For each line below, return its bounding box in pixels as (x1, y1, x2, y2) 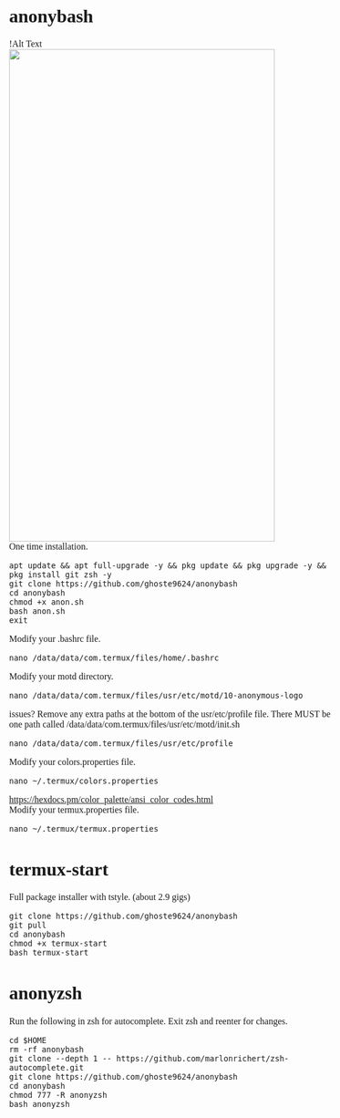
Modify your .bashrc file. (9, 634, 101, 645)
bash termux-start (9, 947, 89, 958)
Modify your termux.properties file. (9, 804, 139, 815)
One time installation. (9, 541, 88, 553)
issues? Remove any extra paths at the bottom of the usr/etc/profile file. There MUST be (9, 709, 332, 719)
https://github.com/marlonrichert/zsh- (116, 1053, 290, 1063)
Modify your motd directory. (9, 671, 114, 682)
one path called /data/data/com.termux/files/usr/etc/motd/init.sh (9, 719, 241, 730)
